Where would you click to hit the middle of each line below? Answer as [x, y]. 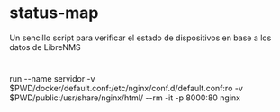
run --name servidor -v [52, 79]
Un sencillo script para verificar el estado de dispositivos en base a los [140, 38]
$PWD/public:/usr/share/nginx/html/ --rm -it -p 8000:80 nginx [125, 98]
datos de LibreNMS [45, 47]
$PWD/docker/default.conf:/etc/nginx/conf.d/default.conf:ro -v [126, 89]
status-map [54, 13]
